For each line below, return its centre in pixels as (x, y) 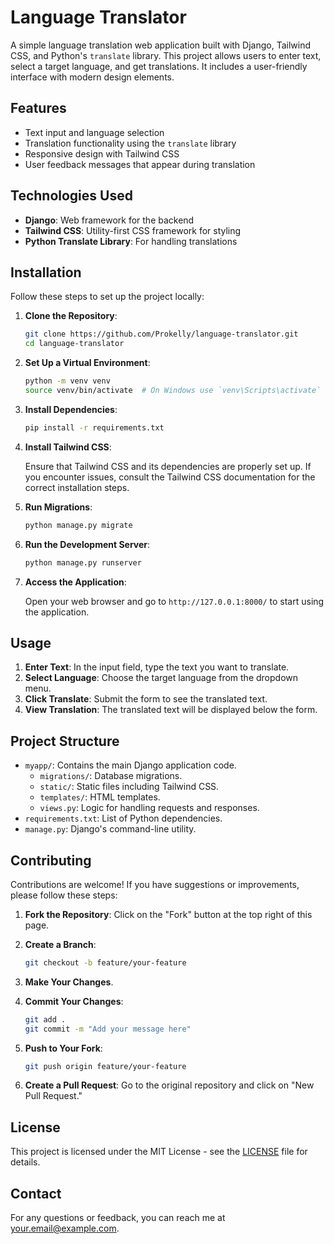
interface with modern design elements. (92, 77)
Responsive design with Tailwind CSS (102, 153)
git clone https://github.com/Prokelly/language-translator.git (161, 334)
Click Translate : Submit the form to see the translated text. (146, 699)
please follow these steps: (64, 895)
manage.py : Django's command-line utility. (110, 829)
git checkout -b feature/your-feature (105, 962)
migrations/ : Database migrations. (111, 776)
